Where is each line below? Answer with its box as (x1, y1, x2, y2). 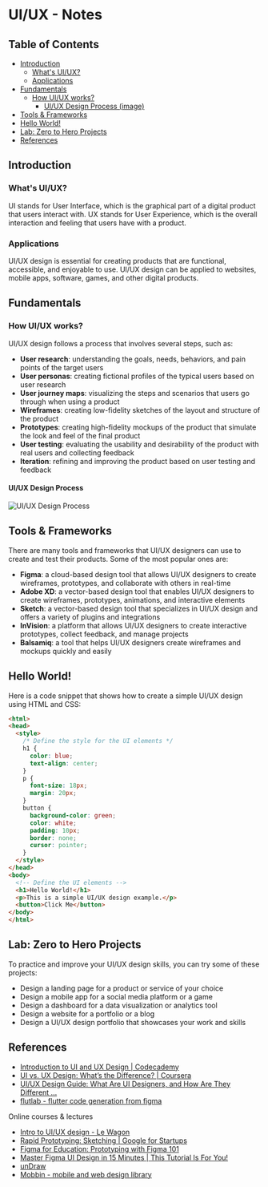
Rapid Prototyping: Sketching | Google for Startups (19, 1136, 188, 1145)
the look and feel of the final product (19, 430, 141, 440)
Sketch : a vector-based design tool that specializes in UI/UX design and (19, 604, 258, 613)
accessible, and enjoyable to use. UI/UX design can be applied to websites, (8, 264, 257, 274)
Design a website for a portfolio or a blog (19, 1008, 155, 1019)
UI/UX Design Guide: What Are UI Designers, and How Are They (19, 1079, 231, 1088)
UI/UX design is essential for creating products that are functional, (8, 256, 226, 265)
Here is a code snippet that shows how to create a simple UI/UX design (8, 691, 243, 700)
